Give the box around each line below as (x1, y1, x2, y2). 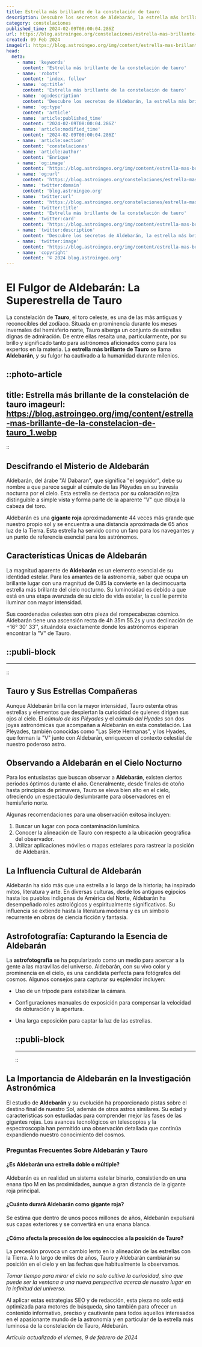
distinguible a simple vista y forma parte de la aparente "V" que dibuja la (6, 496, 186, 503)
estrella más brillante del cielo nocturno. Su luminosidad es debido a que (6, 586, 186, 593)
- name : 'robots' (17, 70, 61, 76)
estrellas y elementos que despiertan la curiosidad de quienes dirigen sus (6, 708, 189, 716)
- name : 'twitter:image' (17, 238, 79, 244)
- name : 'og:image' (17, 160, 66, 166)
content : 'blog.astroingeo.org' (22, 188, 103, 194)
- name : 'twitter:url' (17, 193, 74, 199)
